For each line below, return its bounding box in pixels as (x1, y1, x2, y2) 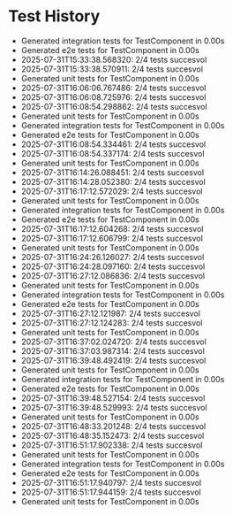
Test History (8, 6, 101, 27)
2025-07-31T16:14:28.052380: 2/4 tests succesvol (20, 176, 207, 187)
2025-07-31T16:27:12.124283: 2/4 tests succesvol (20, 317, 203, 328)
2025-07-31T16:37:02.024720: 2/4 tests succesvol (20, 336, 207, 347)
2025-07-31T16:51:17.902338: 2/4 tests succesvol (20, 440, 203, 450)
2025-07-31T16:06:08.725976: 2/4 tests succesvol (20, 91, 207, 103)
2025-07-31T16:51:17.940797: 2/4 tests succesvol (20, 477, 202, 488)
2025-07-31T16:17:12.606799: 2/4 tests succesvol (20, 233, 204, 243)
